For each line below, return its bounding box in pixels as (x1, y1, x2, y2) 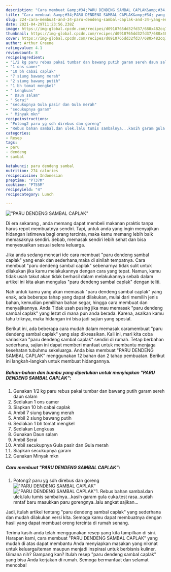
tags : (6, 140, 17, 145)
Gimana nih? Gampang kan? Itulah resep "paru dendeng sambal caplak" (6, 551, 157, 557)
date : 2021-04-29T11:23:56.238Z (6, 21, 74, 27)
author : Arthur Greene (6, 41, 54, 46)
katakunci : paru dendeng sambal (6, 164, 74, 169)
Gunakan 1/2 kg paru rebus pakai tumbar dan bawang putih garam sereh (13, 388, 165, 394)
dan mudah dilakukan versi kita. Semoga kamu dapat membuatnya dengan (6, 514, 162, 520)
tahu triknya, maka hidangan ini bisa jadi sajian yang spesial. (6, 315, 132, 321)
